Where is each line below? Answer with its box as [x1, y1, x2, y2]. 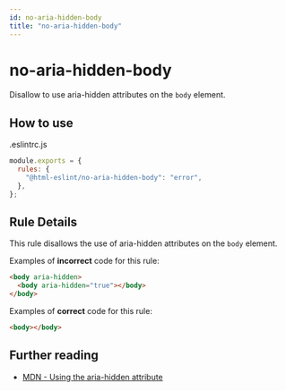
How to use [9, 115, 74, 131]
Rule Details [9, 215, 78, 230]
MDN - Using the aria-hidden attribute [22, 371, 163, 382]
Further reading [9, 348, 99, 363]
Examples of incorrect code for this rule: [9, 256, 160, 267]
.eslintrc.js [9, 140, 48, 150]
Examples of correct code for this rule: [9, 306, 152, 317]
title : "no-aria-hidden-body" [9, 21, 123, 30]
